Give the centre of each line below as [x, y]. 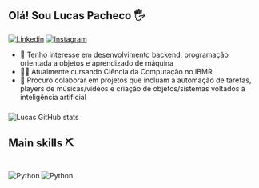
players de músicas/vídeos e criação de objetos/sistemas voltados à [132, 88]
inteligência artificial [53, 97]
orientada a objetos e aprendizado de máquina [97, 63]
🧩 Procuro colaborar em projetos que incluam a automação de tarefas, [135, 80]
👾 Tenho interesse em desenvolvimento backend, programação [124, 54]
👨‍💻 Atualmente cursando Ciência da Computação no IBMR [116, 71]
